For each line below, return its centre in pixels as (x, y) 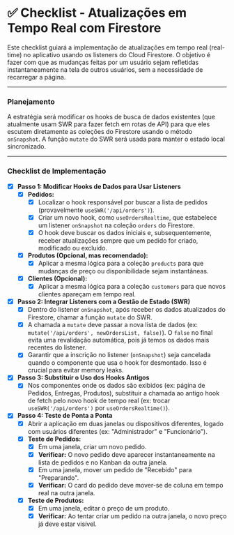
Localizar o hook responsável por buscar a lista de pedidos (123, 202)
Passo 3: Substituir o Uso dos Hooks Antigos (83, 377)
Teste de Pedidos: (54, 439)
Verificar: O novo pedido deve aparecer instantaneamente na (127, 454)
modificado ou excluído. (73, 248)
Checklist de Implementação (57, 171)
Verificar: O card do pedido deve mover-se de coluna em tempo (131, 485)
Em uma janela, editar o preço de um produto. (104, 508)
